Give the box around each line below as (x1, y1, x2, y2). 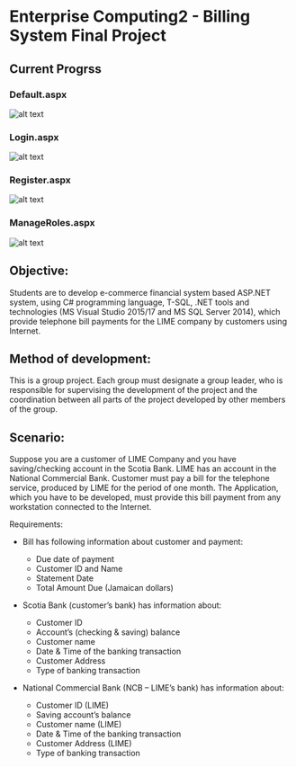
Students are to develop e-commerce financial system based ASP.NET (9, 287, 272, 298)
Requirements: (9, 519, 63, 530)
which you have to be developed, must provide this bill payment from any (9, 492, 282, 503)
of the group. (9, 404, 58, 415)
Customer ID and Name (35, 564, 123, 575)
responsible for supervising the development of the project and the (9, 385, 258, 396)
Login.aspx (9, 130, 59, 143)
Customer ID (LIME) (35, 700, 110, 711)
